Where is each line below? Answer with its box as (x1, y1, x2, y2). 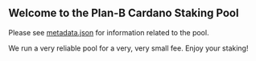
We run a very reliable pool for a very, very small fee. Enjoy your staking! (8, 43, 249, 53)
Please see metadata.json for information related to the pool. (8, 27, 209, 37)
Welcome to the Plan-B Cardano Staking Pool (8, 6, 239, 20)
